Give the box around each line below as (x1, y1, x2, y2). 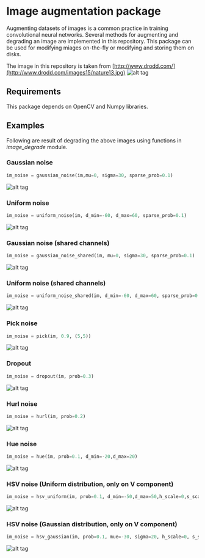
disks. (6, 50, 21, 57)
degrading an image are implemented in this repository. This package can (6, 37, 192, 45)
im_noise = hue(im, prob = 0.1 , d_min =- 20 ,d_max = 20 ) (6, 453, 138, 460)
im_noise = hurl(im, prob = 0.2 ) (6, 413, 86, 419)
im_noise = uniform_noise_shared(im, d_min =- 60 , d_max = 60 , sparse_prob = (6, 293, 195, 299)
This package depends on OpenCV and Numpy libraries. (6, 103, 148, 110)
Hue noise (6, 439, 37, 448)
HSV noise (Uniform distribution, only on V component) (6, 480, 174, 488)
